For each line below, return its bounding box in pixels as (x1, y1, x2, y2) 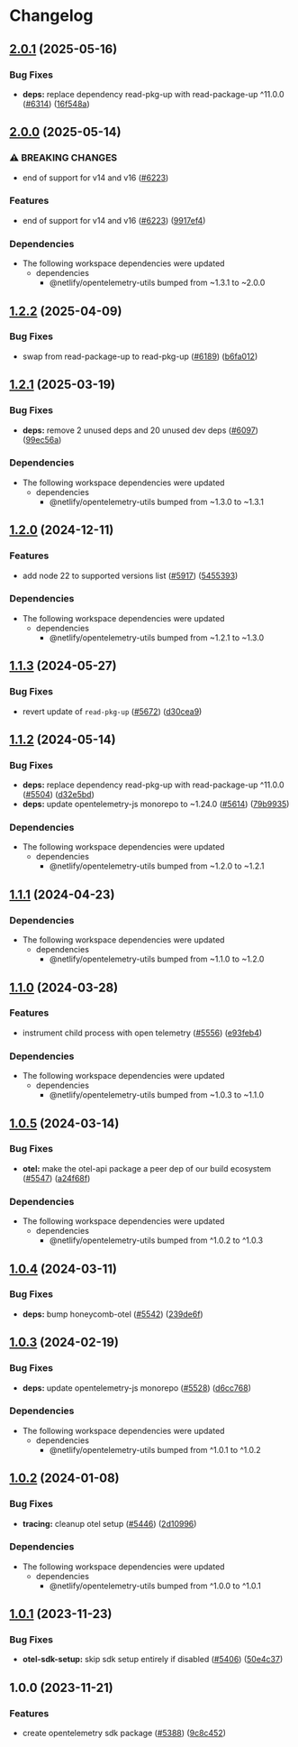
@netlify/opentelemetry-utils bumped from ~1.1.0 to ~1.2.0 (49, 953, 265, 965)
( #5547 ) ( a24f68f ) (22, 1172, 91, 1183)
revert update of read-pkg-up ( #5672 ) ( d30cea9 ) (22, 705, 203, 717)
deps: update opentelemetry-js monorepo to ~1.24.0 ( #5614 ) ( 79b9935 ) (22, 799, 290, 810)
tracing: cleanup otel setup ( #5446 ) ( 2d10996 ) (22, 1518, 197, 1529)
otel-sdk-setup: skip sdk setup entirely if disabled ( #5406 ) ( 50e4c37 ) (22, 1654, 284, 1665)
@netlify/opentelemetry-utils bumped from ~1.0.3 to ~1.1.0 (49, 1090, 265, 1100)
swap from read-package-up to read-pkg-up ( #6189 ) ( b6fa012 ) (22, 351, 258, 362)
